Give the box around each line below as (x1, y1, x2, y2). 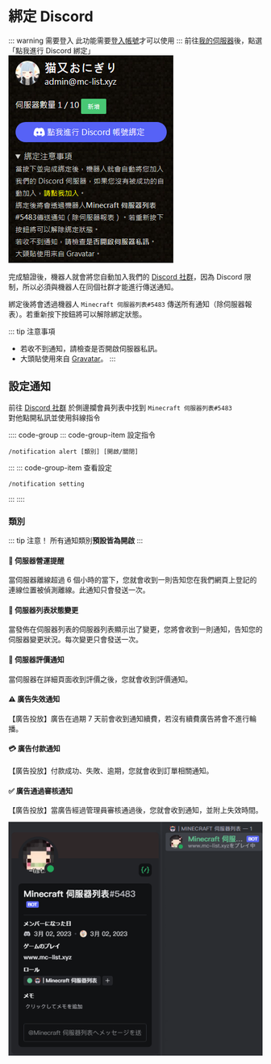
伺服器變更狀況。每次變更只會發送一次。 (8, 635, 143, 645)
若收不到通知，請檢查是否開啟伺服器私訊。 (19, 343, 162, 353)
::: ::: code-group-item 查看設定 (8, 462, 113, 473)
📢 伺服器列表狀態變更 (8, 605, 79, 615)
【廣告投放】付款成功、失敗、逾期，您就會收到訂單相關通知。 (8, 766, 214, 776)
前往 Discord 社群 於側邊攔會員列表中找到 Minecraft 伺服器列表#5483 (8, 402, 232, 412)
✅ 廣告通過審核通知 (8, 785, 73, 796)
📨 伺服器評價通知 (8, 655, 65, 665)
